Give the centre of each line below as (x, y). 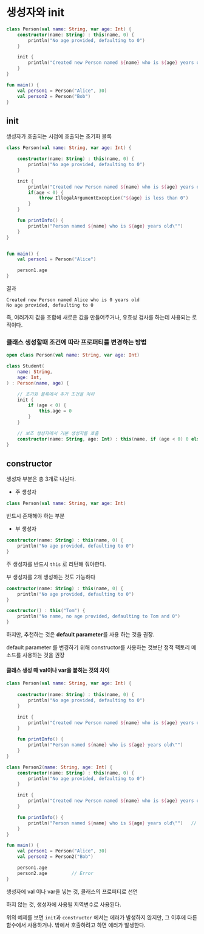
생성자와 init (36, 12)
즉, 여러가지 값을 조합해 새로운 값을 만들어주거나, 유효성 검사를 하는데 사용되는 (99, 317)
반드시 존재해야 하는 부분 (36, 516)
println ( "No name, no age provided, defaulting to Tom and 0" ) (99, 616)
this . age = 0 (55, 411)
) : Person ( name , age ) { (38, 383)
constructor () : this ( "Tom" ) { (46, 611)
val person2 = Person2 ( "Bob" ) (56, 857)
